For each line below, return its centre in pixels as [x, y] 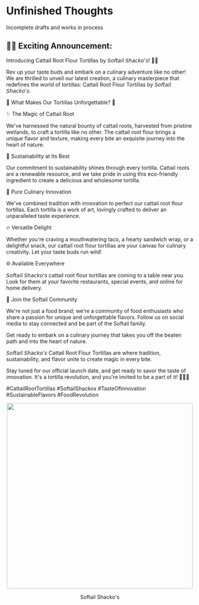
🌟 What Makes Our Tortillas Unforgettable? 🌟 [61, 102]
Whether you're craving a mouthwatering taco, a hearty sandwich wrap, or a [100, 239]
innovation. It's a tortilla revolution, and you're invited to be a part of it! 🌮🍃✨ [98, 377]
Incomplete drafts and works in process [55, 27]
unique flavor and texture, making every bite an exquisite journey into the [96, 138]
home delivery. [24, 288]
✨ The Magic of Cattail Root [40, 113]
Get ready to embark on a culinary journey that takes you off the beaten [94, 335]
